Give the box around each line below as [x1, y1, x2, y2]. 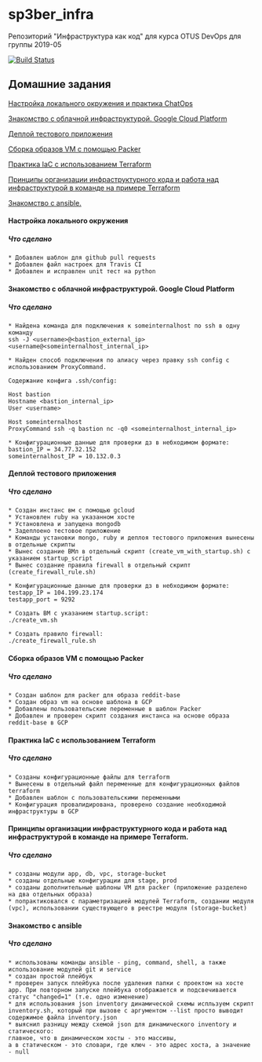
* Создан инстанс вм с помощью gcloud [8, 506, 135, 515]
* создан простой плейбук [8, 972, 93, 980]
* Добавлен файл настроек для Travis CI [8, 261, 143, 268]
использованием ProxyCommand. [8, 363, 107, 370]
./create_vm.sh [8, 616, 58, 625]
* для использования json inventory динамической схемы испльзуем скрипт [8, 999, 255, 1008]
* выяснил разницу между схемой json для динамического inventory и [8, 1020, 237, 1028]
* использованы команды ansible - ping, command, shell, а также [8, 958, 226, 966]
